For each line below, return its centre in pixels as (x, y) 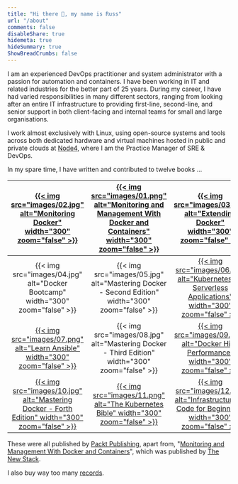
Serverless (210, 287)
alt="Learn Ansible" (47, 348)
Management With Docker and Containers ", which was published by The (113, 451)
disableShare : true (36, 34)
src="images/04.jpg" (47, 274)
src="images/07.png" (48, 339)
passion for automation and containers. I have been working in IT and (109, 81)
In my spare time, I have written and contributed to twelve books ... (105, 169)
